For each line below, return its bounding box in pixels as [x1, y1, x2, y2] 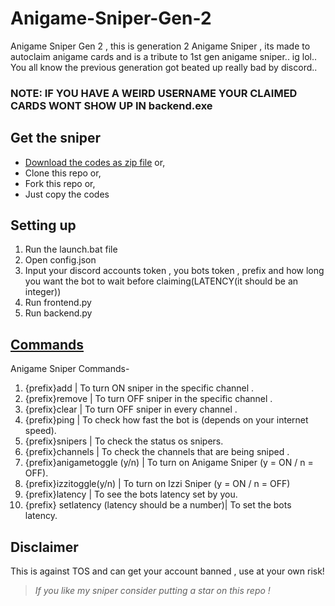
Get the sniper [10, 130, 102, 147]
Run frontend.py [24, 297, 92, 309]
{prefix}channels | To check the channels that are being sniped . [24, 446, 290, 458]
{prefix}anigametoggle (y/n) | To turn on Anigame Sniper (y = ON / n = [24, 457, 314, 469]
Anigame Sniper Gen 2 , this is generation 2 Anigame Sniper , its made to [10, 40, 311, 52]
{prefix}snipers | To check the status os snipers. [24, 435, 224, 447]
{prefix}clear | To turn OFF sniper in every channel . [24, 403, 238, 416]
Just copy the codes [24, 188, 110, 200]
